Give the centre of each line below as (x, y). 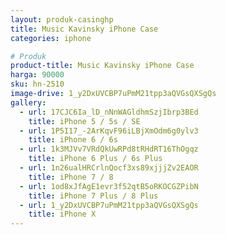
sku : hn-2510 (37, 84)
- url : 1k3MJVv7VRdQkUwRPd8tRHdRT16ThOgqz (109, 149)
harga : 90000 (37, 75)
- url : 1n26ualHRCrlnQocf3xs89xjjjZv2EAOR (109, 168)
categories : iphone (51, 38)
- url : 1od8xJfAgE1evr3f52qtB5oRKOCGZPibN (109, 186)
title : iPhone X (62, 214)
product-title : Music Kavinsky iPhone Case (102, 66)
